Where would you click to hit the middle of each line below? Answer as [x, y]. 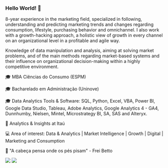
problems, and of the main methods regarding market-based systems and [82, 56]
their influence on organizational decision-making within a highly [73, 61]
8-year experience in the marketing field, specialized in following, [74, 19]
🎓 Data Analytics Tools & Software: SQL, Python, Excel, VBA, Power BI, [80, 101]
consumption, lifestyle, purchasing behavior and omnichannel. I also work [82, 30]
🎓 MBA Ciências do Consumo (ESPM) [46, 77]
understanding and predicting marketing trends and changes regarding [79, 24]
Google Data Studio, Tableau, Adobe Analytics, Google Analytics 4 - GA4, [82, 108]
